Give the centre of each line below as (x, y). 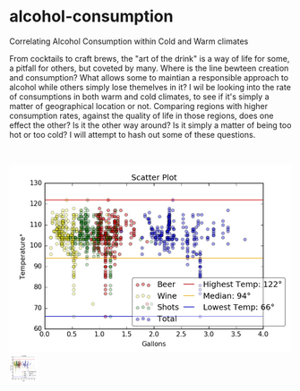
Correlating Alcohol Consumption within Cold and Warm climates (129, 41)
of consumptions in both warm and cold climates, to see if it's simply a (139, 97)
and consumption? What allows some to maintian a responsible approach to (149, 77)
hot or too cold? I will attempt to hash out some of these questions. (133, 134)
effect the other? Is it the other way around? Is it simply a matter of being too (150, 125)
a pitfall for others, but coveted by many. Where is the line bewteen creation (149, 68)
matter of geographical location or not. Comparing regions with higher (139, 106)
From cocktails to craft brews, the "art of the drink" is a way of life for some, (150, 58)
